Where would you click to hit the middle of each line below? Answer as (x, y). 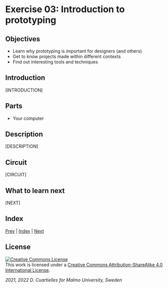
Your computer (28, 118)
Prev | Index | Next (25, 231)
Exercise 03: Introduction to (65, 9)
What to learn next (35, 191)
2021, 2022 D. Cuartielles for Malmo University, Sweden (64, 280)
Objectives (23, 39)
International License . (28, 270)
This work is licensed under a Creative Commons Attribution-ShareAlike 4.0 (84, 265)
